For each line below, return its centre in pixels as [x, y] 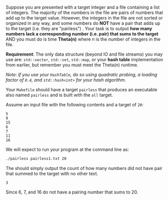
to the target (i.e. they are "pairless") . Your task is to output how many [79, 29]
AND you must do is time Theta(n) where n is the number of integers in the [83, 39]
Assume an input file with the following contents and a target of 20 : [75, 105]
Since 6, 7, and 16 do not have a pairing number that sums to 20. [72, 192]
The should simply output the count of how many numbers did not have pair [84, 168]
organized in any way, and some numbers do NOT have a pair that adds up [83, 23]
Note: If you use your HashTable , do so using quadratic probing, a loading [81, 74]
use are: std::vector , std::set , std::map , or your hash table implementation [85, 59]
